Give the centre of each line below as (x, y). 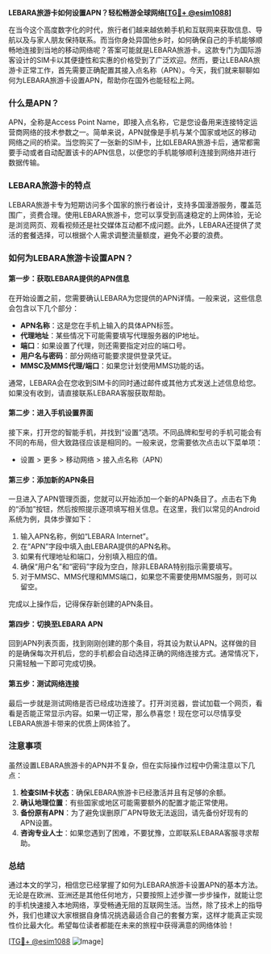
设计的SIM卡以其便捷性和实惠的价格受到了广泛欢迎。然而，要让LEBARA (134, 60)
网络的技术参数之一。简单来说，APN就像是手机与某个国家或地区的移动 (139, 132)
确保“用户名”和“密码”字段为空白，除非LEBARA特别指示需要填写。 (128, 567)
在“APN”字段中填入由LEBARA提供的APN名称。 (98, 546)
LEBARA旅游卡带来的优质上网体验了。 (71, 723)
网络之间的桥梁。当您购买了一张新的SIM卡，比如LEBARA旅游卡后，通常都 (131, 142)
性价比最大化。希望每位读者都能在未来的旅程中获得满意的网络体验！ (121, 925)
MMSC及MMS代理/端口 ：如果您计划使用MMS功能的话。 (114, 366)
